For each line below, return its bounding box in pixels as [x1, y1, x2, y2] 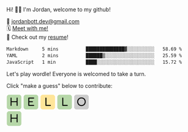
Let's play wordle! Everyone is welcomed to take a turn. [6, 70, 146, 77]
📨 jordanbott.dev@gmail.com [6, 18, 80, 25]
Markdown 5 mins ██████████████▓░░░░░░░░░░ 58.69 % [6, 46, 182, 52]
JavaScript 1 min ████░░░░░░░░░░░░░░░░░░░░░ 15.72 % [6, 59, 182, 65]
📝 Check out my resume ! [6, 34, 69, 41]
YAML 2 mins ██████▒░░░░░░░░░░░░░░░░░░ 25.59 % [6, 52, 182, 58]
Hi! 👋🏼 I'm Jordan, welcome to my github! [6, 6, 111, 13]
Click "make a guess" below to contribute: [6, 82, 113, 89]
